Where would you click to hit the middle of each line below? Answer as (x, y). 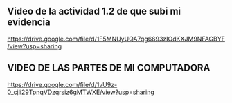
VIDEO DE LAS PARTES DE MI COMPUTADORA (109, 68)
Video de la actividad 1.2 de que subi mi (94, 11)
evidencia (29, 22)
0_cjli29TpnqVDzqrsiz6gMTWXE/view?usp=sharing (81, 92)
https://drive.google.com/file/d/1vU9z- (62, 84)
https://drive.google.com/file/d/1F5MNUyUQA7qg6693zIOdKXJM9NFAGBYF (116, 39)
